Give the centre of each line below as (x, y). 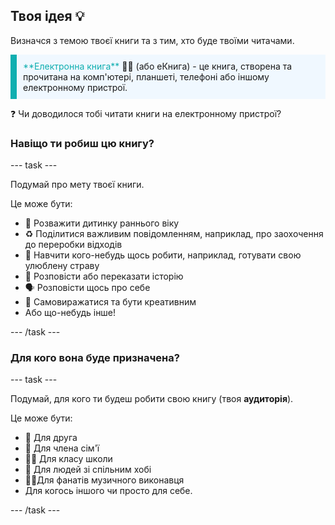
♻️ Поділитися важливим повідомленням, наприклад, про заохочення (174, 234)
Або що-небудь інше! (70, 313)
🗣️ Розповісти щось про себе (87, 288)
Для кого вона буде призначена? (95, 358)
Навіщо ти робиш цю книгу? (82, 143)
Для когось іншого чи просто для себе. (108, 491)
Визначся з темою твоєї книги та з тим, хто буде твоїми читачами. (152, 40)
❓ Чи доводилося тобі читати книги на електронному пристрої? (146, 113)
